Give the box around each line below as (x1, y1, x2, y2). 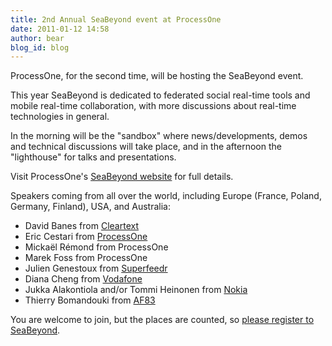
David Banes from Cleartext (24, 220, 139, 232)
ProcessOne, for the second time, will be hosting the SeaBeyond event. (10, 70, 304, 82)
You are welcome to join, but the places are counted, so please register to (10, 314, 315, 326)
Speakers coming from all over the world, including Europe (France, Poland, (10, 190, 322, 202)
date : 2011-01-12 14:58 (10, 24, 110, 34)
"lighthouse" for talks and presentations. (10, 151, 177, 163)
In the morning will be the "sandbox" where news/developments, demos (10, 130, 308, 142)
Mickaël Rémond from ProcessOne (24, 241, 169, 253)
